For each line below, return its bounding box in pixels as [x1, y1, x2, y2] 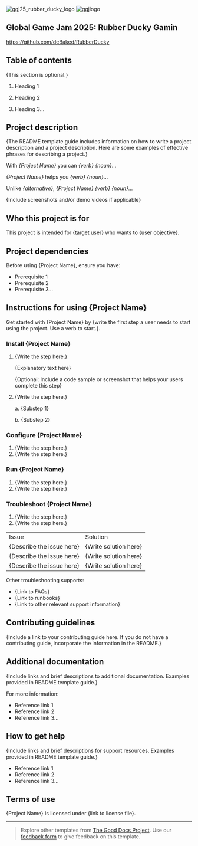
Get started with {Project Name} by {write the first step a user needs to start [6, 319, 191, 326]
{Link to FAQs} [14, 588, 50, 595]
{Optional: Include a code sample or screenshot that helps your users [14, 376, 183, 383]
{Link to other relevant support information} [14, 601, 121, 608]
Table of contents [6, 55, 72, 65]
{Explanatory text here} [14, 365, 72, 372]
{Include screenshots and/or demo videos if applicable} [6, 196, 141, 204]
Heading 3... [14, 105, 45, 112]
